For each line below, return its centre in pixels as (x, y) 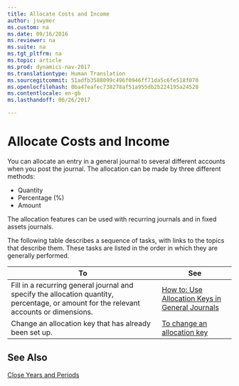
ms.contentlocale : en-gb (44, 93)
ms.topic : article (34, 61)
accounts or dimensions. (52, 312)
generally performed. (38, 255)
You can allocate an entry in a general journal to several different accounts (116, 161)
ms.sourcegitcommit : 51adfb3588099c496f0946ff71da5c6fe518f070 (103, 80)
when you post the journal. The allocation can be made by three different (114, 169)
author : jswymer (31, 21)
